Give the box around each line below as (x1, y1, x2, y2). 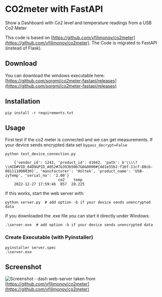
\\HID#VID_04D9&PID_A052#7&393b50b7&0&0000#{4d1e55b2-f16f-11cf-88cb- (5, 164, 153, 170)
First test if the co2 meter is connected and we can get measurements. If (5, 137, 153, 143)
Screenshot (5, 263, 42, 271)
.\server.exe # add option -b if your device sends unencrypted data (5, 223, 153, 227)
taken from (73, 276, 96, 282)
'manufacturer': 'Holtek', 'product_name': (40, 169, 131, 174)
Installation (5, 97, 40, 106)
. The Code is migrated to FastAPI (89, 39, 158, 45)
